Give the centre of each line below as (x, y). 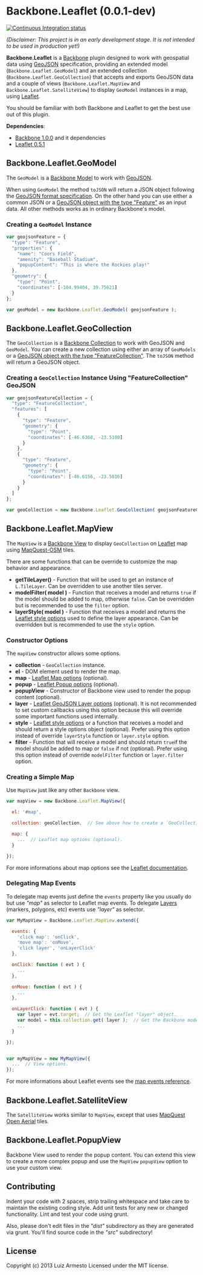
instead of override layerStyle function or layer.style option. (92, 736)
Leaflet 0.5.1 (30, 144)
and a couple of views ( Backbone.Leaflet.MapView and (73, 83)
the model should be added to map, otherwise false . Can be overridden (105, 599)
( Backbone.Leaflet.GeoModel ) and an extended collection (76, 70)
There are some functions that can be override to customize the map (92, 561)
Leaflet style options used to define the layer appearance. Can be (97, 618)
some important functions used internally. (67, 717)
